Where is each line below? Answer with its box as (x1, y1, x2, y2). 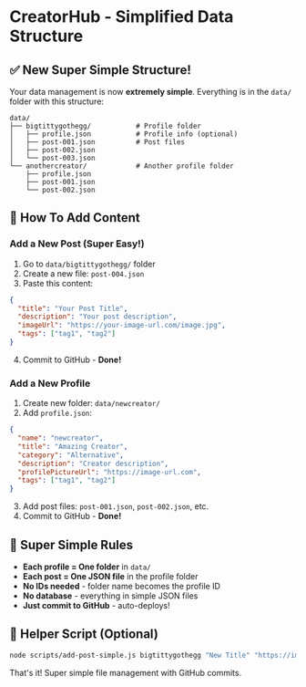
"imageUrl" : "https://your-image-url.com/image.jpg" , (17, 321, 226, 330)
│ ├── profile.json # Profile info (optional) (9, 130, 239, 139)
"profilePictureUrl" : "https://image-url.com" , (17, 467, 202, 476)
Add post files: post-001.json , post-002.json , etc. (22, 501, 209, 512)
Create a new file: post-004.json (22, 267, 145, 279)
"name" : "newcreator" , (17, 433, 104, 443)
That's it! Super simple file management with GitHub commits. (9, 667, 242, 678)
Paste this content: (22, 277, 94, 288)
